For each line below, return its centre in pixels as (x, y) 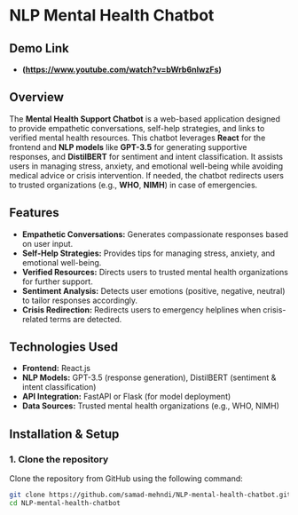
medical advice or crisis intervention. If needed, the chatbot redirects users (147, 175)
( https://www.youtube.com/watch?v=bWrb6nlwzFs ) (122, 69)
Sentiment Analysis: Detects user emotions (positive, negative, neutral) (153, 290)
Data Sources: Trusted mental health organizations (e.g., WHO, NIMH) (150, 406)
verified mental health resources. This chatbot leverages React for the (137, 138)
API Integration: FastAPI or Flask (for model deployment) (126, 397)
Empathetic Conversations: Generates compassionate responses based (155, 234)
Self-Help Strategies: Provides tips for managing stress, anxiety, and (149, 253)
